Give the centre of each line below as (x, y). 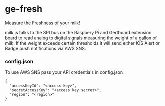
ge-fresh (24, 9)
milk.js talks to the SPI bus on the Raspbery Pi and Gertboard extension (78, 32)
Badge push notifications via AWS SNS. (46, 48)
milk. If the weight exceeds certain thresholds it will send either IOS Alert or (83, 43)
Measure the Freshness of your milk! (43, 23)
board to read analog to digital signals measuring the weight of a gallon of (81, 38)
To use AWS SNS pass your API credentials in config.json (64, 72)
